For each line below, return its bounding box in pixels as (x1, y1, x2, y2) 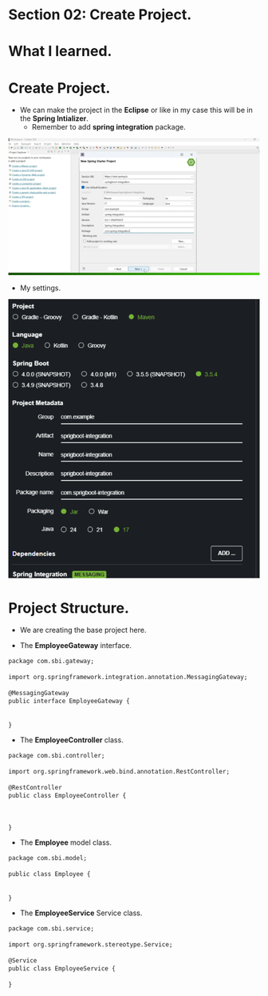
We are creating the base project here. (19, 626, 147, 635)
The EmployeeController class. (19, 735, 124, 745)
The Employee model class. (19, 838, 112, 847)
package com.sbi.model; (8, 854, 88, 862)
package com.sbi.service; (8, 925, 94, 933)
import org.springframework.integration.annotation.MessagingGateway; (8, 674, 248, 682)
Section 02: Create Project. (8, 6, 192, 24)
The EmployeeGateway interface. (19, 641, 132, 650)
